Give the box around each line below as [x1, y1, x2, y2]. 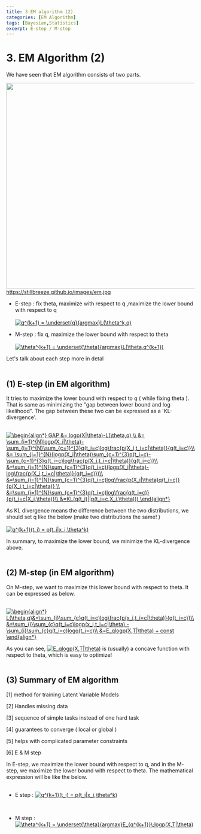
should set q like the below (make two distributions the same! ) [6, 513, 160, 520]
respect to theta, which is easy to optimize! [6, 651, 112, 659]
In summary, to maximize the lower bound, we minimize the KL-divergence [6, 538, 190, 545]
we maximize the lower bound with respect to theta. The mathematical [20, 767, 193, 774]
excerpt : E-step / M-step [6, 25, 71, 32]
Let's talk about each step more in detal [6, 355, 104, 362]
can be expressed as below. [6, 590, 75, 597]
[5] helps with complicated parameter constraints [6, 737, 128, 744]
